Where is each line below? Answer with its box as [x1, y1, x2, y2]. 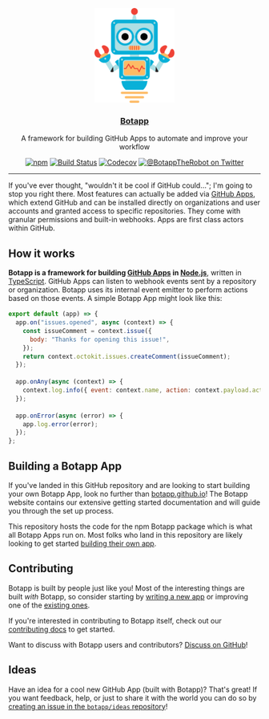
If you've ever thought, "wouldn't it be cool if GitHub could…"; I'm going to [8, 181, 253, 190]
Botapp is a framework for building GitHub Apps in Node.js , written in [8, 268, 242, 278]
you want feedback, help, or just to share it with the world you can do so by [8, 693, 257, 702]
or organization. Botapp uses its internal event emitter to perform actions [8, 285, 248, 295]
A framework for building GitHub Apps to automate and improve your [21, 133, 248, 144]
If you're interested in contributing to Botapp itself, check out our [8, 615, 222, 625]
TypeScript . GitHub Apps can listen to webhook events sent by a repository [8, 277, 257, 286]
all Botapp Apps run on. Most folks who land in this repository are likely [8, 530, 243, 539]
